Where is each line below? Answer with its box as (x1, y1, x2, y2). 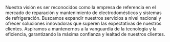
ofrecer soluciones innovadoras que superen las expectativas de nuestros (5, 20, 162, 26)
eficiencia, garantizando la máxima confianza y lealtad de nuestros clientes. (5, 31, 165, 37)
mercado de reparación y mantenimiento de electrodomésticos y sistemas (5, 10, 162, 16)
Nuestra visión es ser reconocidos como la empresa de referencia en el (5, 5, 156, 10)
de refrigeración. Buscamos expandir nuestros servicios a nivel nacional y (5, 15, 161, 21)
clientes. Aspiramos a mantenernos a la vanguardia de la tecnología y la (5, 26, 157, 32)
